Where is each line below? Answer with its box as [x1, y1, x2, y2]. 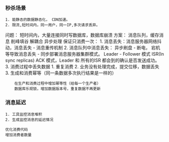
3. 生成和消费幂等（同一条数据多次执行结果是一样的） [5, 70, 117, 76]
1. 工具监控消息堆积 [5, 112, 42, 117]
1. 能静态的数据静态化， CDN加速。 [5, 17, 70, 22]
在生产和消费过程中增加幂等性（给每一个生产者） [14, 81, 101, 86]
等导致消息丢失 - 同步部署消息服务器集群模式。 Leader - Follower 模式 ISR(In [5, 51, 164, 57]
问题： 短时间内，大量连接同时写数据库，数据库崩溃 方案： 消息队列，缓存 [5, 32, 159, 38]
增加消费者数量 [5, 132, 32, 137]
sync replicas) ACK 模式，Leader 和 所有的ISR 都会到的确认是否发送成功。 [5, 57, 160, 64]
